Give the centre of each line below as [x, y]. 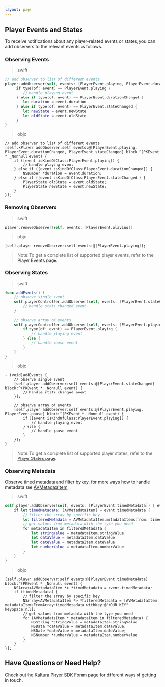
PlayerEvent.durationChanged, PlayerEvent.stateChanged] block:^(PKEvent [82, 152]
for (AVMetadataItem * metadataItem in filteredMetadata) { [85, 618]
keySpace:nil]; [21, 609]
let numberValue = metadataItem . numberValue [78, 547]
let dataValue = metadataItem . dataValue [73, 538]
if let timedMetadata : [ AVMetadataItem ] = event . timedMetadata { [82, 510]
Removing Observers [31, 207]
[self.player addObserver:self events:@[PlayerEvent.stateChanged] [84, 384]
